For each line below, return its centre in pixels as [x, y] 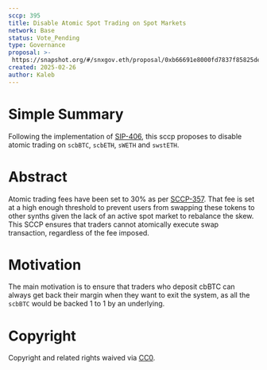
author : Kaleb [32, 75]
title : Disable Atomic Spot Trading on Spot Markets [97, 23]
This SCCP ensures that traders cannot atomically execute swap [114, 224]
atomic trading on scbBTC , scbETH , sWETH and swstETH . [94, 145]
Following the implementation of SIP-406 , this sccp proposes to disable [125, 136]
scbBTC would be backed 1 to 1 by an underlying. [87, 304]
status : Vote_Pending [44, 38]
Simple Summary [66, 114]
